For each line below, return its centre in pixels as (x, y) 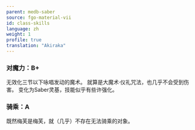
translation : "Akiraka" (36, 46)
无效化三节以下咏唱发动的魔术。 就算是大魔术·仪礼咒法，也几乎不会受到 (95, 82)
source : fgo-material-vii (39, 18)
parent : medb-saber (31, 12)
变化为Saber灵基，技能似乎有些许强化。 (68, 90)
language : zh (23, 29)
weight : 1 (19, 34)
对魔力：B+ (23, 68)
